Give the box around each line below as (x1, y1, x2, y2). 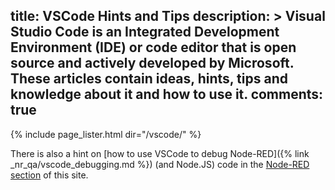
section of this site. (10, 169, 89, 181)
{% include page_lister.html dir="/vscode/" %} (10, 128, 202, 140)
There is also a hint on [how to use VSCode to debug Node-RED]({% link (10, 147, 310, 159)
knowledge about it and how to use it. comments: (10, 86, 324, 103)
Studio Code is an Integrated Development (10, 24, 280, 41)
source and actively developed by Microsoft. (10, 55, 295, 72)
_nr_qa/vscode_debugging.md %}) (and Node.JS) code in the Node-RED (10, 158, 310, 170)
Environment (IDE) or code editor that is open (10, 39, 297, 56)
